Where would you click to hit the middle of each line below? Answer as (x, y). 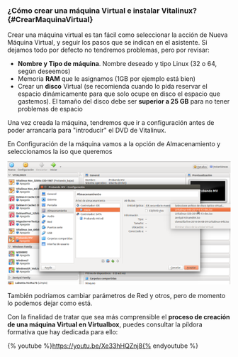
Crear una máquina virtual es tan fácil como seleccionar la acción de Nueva (118, 35)
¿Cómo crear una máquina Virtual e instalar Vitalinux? (102, 11)
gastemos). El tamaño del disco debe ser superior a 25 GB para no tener (124, 101)
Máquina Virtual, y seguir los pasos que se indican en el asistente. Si (107, 43)
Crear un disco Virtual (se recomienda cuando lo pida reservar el (112, 87)
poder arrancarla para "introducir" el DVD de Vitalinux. (87, 131)
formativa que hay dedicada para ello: (63, 332)
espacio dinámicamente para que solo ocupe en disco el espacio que (119, 94)
